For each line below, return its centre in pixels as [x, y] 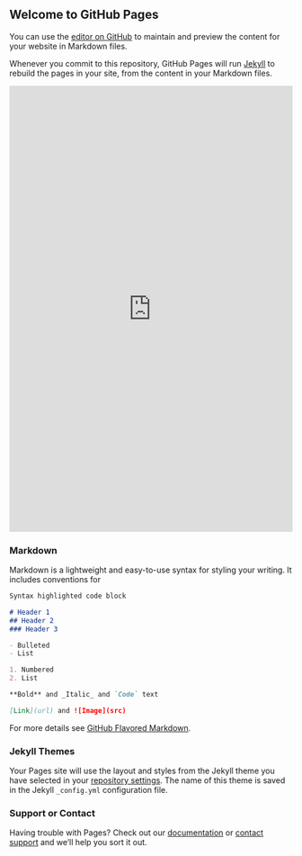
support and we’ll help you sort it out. [78, 842]
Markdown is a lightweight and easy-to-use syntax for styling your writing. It [151, 570]
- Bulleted [30, 645]
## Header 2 [31, 620]
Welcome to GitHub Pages [84, 15]
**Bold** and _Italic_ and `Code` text [84, 695]
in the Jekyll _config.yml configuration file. [89, 790]
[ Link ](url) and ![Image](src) [68, 710]
